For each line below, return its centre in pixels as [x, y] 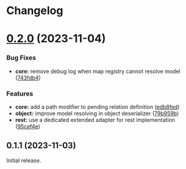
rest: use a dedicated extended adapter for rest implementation [95, 119]
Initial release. [24, 160]
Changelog [35, 11]
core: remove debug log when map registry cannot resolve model [98, 71]
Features [20, 94]
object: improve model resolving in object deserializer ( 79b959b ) [97, 113]
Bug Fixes [21, 58]
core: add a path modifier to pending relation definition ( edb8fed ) [97, 107]
